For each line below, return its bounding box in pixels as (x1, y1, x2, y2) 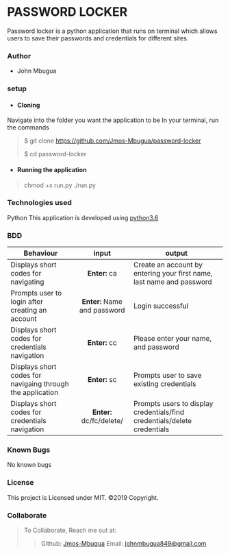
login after (10, 297, 43, 306)
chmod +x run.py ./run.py (23, 181, 96, 189)
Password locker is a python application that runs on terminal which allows (7, 27, 218, 35)
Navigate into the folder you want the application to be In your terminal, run (7, 116, 219, 124)
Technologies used (7, 198, 72, 208)
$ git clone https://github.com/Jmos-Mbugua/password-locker (23, 136, 201, 145)
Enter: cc (87, 338, 118, 348)
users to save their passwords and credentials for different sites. (7, 34, 189, 42)
